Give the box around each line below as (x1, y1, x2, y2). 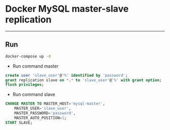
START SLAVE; (5, 120, 33, 125)
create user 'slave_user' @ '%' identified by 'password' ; (5, 73, 128, 78)
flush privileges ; (5, 82, 44, 87)
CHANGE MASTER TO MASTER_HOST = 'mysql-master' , (5, 101, 105, 107)
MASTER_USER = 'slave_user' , (14, 106, 71, 111)
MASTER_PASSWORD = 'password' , (14, 111, 76, 116)
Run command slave (12, 91, 56, 97)
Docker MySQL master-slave (5, 3, 129, 15)
